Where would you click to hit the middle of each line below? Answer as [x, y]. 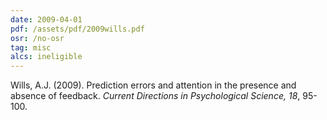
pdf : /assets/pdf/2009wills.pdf [77, 29]
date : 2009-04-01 [46, 19]
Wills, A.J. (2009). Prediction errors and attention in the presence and [153, 85]
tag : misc [31, 47]
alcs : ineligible [46, 57]
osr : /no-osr [37, 38]
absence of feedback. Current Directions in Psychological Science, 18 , [155, 96]
